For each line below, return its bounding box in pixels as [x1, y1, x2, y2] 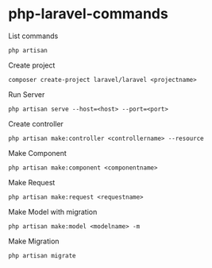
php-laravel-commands [8, 5, 168, 23]
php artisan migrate [8, 251, 77, 259]
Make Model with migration [8, 207, 98, 216]
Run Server [8, 89, 45, 99]
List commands [8, 31, 59, 41]
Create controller [8, 118, 64, 128]
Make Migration [8, 236, 60, 246]
